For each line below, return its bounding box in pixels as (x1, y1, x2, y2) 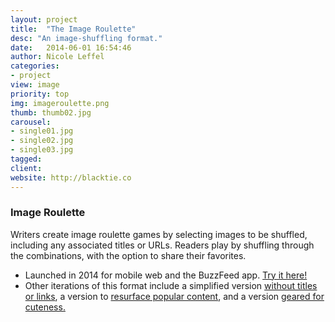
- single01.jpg (10, 126, 74, 136)
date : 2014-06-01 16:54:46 (10, 42, 132, 53)
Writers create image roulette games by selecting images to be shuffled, (10, 228, 308, 240)
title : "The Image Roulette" (10, 24, 137, 34)
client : (10, 163, 43, 173)
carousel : (10, 117, 52, 127)
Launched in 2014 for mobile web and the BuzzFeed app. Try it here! (24, 269, 308, 281)
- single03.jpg (10, 145, 74, 155)
